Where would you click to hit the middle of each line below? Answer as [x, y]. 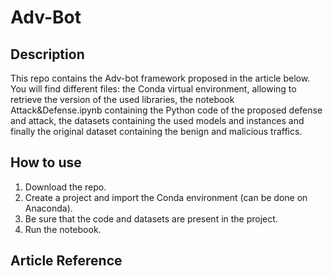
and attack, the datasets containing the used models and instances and [157, 120]
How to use [46, 162]
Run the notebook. [63, 229]
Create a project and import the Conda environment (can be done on [166, 197]
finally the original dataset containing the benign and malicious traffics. [156, 131]
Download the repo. [65, 187]
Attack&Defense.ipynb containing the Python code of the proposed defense [166, 110]
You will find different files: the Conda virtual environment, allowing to [153, 89]
